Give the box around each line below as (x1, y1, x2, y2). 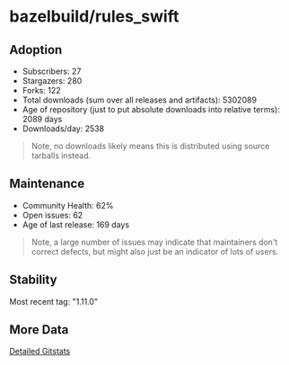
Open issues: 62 (22, 209, 83, 220)
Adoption (9, 42, 63, 58)
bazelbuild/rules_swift (9, 6, 180, 27)
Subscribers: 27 (22, 66, 82, 76)
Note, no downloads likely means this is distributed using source (31, 141, 270, 151)
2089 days (22, 114, 63, 124)
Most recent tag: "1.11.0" (9, 296, 99, 307)
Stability (9, 272, 57, 288)
